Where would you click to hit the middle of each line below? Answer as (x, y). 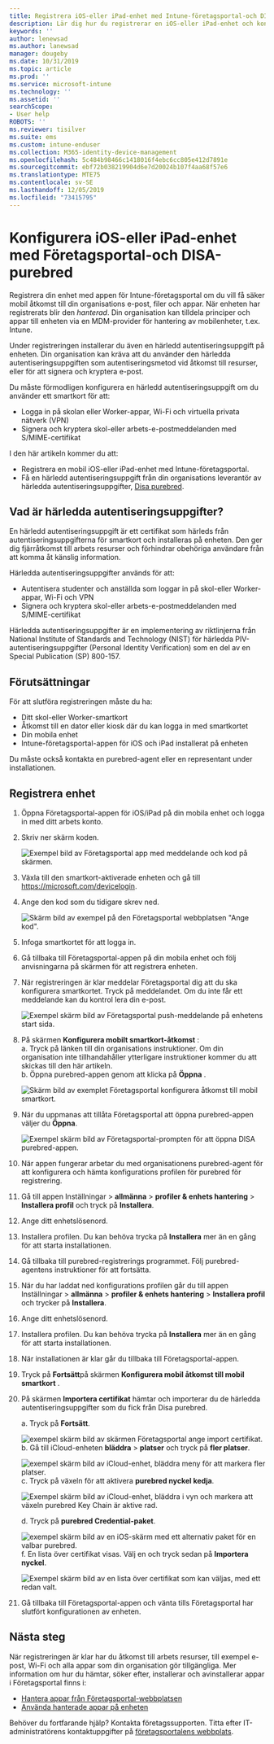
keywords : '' (31, 31)
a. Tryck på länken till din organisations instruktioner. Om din (122, 1048)
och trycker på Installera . (63, 1303)
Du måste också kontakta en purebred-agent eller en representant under (131, 759)
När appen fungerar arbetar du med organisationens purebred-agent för (142, 1163)
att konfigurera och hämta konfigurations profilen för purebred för (131, 1172)
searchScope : (31, 107)
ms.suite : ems (33, 137)
